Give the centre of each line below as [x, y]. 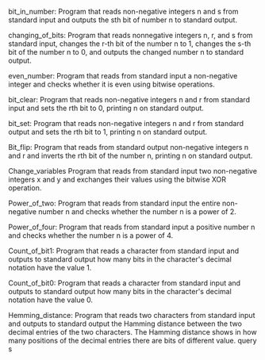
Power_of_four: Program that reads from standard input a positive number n [132, 227]
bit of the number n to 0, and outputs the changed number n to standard [126, 52]
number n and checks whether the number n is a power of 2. [137, 212]
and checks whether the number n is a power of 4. [91, 236]
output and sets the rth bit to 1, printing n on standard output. [108, 132]
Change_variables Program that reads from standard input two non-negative [133, 171]
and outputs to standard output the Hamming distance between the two [125, 324]
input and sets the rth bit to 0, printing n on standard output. [106, 108]
